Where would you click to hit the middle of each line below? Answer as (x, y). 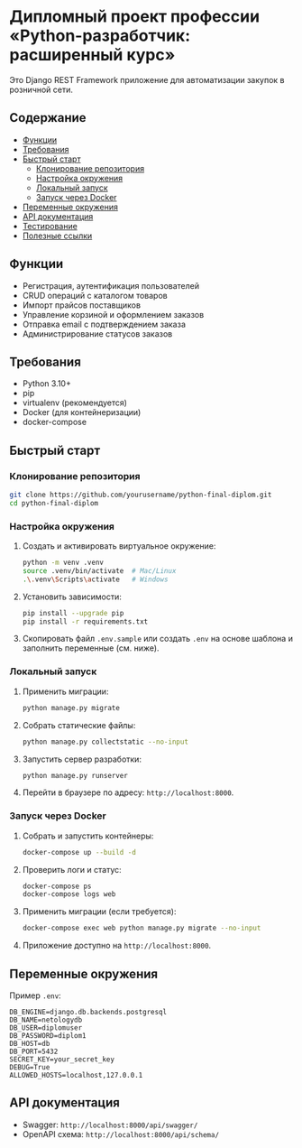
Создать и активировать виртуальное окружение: (119, 546)
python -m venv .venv (63, 563)
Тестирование (50, 226)
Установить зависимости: (72, 597)
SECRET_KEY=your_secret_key (62, 1060)
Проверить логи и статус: (72, 869)
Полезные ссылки (57, 236)
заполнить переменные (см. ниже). (91, 648)
